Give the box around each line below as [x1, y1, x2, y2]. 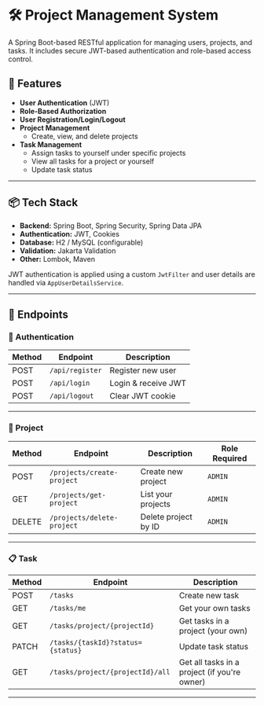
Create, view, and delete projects [31, 131, 139, 141]
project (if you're [178, 666, 241, 677]
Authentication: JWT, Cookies [19, 229, 120, 238]
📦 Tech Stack [8, 196, 79, 209]
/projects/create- [49, 468, 119, 476]
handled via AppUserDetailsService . [8, 278, 124, 287]
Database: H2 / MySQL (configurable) [19, 237, 144, 247]
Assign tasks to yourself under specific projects [31, 148, 186, 157]
